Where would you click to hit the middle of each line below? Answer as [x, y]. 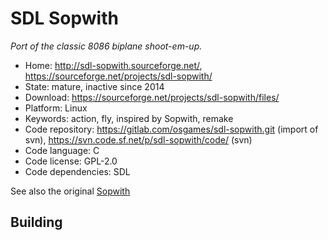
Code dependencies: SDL [77, 171]
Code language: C [62, 150]
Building [36, 222]
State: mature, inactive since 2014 [94, 86]
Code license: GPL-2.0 [71, 161]
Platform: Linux [56, 108]
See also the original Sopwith [70, 191]
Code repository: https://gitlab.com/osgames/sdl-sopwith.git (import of [171, 129]
